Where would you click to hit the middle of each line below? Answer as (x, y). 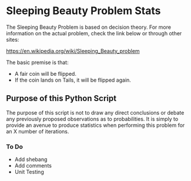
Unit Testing (29, 172)
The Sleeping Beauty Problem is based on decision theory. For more (89, 27)
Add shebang (31, 159)
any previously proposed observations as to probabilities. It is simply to (92, 119)
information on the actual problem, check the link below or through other (94, 33)
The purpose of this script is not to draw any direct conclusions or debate (95, 112)
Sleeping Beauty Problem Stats (83, 11)
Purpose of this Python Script (61, 98)
